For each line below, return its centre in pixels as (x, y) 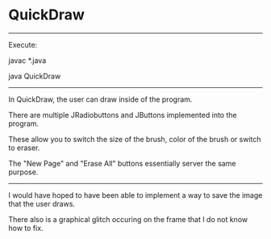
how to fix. (26, 228)
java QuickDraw (35, 76)
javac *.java (27, 60)
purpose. (23, 172)
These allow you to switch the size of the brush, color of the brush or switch (135, 139)
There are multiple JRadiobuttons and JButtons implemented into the (123, 115)
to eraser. (24, 148)
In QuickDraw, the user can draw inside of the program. (100, 99)
